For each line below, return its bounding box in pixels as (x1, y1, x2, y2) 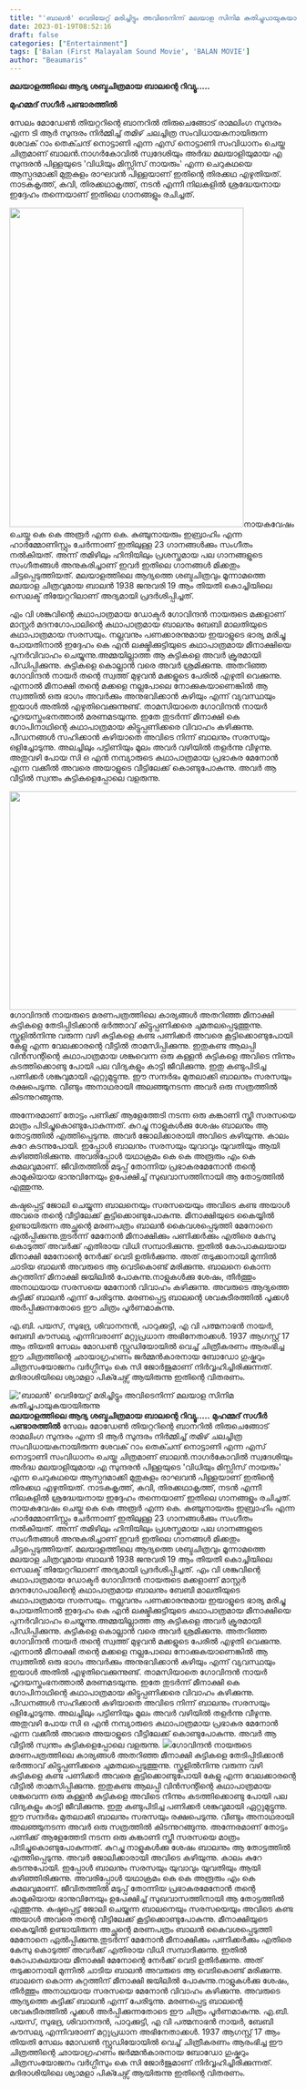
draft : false (9, 30, 59, 39)
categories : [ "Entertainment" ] (9, 38, 128, 48)
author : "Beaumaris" (9, 56, 88, 65)
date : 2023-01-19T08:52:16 (9, 22, 112, 31)
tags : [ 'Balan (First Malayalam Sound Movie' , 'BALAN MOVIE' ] (9, 47, 250, 56)
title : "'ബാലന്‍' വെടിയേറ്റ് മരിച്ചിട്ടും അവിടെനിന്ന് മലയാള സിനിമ (9, 13, 240, 23)
